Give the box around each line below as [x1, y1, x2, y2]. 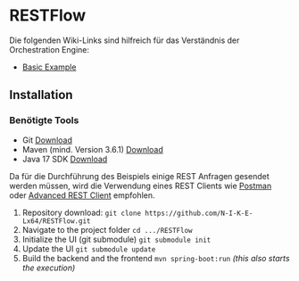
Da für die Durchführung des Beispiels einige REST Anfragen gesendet [9, 170, 270, 181]
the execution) [21, 262, 76, 273]
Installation [9, 87, 73, 103]
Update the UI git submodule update [21, 243, 156, 254]
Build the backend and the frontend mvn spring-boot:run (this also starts [21, 252, 290, 263]
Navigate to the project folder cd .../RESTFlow [21, 224, 193, 235]
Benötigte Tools [9, 114, 79, 127]
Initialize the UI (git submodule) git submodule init [21, 234, 212, 244]
